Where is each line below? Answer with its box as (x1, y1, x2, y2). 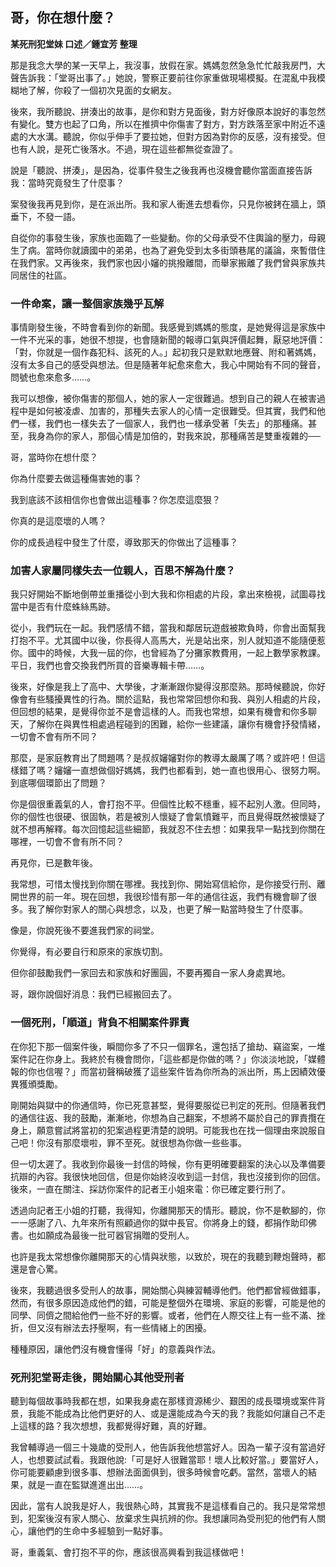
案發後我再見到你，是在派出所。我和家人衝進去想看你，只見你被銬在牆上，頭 (10, 198, 326, 210)
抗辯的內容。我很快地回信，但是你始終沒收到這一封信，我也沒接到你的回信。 (10, 1170, 326, 1182)
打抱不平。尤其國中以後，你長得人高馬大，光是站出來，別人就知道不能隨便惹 (10, 634, 326, 647)
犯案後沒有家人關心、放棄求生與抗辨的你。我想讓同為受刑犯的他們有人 (27, 1513, 317, 1524)
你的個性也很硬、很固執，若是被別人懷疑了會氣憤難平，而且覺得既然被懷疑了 (10, 811, 326, 823)
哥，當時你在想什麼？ (10, 451, 98, 463)
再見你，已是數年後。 (10, 857, 98, 869)
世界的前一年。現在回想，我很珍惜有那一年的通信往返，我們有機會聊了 (18, 891, 308, 903)
